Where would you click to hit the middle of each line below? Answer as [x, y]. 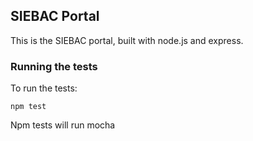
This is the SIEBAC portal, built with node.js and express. [127, 40]
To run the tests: [44, 88]
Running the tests [54, 66]
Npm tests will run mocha [63, 125]
